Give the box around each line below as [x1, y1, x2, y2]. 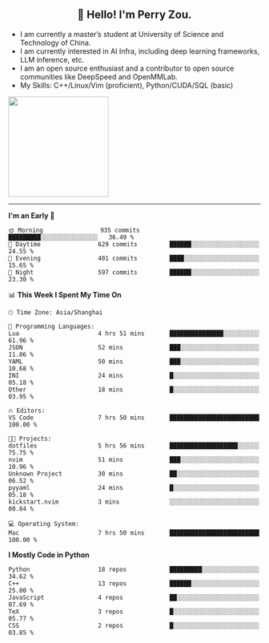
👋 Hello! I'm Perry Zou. [77, 8, 192, 22]
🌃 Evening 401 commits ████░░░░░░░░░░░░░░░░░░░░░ [8, 254, 260, 262]
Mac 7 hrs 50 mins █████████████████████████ [8, 528, 260, 537]
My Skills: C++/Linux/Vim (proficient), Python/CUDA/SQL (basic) [19, 80, 234, 90]
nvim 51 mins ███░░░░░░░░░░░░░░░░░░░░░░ [8, 455, 260, 463]
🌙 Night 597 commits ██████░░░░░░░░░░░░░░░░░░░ [8, 268, 260, 277]
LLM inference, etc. [19, 55, 85, 64]
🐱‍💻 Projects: [8, 435, 52, 443]
